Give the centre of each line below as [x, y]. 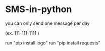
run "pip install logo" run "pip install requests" [53, 43]
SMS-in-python [39, 9]
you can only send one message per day [47, 23]
